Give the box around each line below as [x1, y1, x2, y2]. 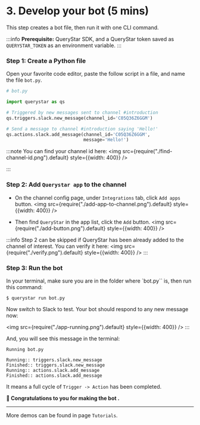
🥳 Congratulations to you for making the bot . [6, 395, 120, 402]
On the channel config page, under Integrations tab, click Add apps [14, 194, 180, 201]
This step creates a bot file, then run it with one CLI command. [6, 24, 159, 31]
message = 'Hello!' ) [83, 137, 129, 143]
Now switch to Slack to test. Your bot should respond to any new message [6, 305, 189, 312]
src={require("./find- [122, 148, 173, 155]
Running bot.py [6, 346, 44, 352]
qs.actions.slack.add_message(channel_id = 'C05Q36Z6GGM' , [6, 131, 151, 138]
